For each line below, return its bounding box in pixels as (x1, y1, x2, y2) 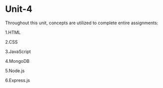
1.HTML (5, 29, 21, 35)
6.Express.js (5, 77, 30, 83)
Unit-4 (5, 3, 33, 15)
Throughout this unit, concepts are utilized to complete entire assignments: (5, 20, 159, 26)
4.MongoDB (5, 58, 30, 64)
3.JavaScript (5, 48, 31, 54)
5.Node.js (5, 68, 25, 74)
